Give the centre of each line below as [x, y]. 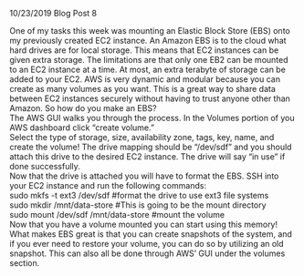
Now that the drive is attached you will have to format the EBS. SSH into [144, 176]
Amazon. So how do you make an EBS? [83, 108]
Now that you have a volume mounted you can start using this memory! [144, 224]
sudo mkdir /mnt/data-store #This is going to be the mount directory [138, 205]
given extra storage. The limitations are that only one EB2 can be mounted [149, 60]
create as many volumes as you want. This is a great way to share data [143, 89]
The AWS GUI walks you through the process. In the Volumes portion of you [152, 118]
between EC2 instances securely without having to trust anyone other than [150, 98]
